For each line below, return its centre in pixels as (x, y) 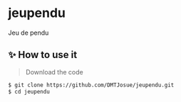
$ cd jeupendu (29, 91)
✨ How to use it (43, 55)
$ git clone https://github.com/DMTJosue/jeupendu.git (91, 85)
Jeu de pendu (29, 33)
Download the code (55, 72)
